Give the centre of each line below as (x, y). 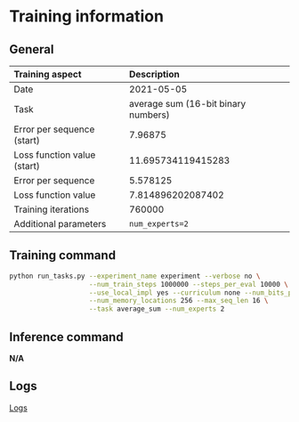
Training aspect (48, 74)
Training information (87, 16)
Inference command (66, 337)
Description (154, 74)
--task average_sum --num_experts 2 (157, 309)
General (32, 49)
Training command (63, 256)
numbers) (149, 115)
